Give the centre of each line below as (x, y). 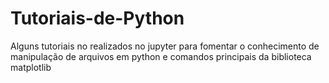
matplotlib (31, 67)
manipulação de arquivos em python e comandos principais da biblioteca (161, 56)
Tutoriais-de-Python (97, 18)
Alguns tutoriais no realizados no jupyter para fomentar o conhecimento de (165, 46)
